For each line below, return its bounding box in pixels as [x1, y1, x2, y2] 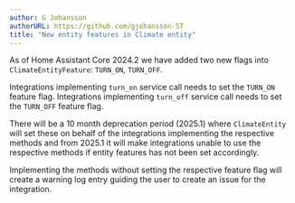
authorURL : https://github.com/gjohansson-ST [9, 22, 184, 31]
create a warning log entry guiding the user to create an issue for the [9, 174, 266, 185]
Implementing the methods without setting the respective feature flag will [9, 164, 282, 176]
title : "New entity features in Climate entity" [9, 30, 196, 39]
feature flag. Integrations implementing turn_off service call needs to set [9, 91, 282, 102]
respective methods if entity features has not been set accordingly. [9, 147, 260, 158]
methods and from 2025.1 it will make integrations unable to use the [9, 137, 262, 149]
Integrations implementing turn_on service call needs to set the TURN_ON [9, 82, 276, 93]
